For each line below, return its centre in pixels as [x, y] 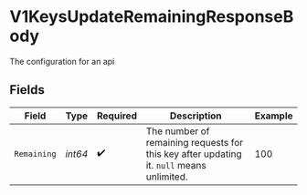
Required [117, 116]
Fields [27, 90]
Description [196, 116]
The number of [178, 131]
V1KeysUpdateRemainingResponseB [152, 17]
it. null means [176, 165]
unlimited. [167, 177]
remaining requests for [195, 142]
